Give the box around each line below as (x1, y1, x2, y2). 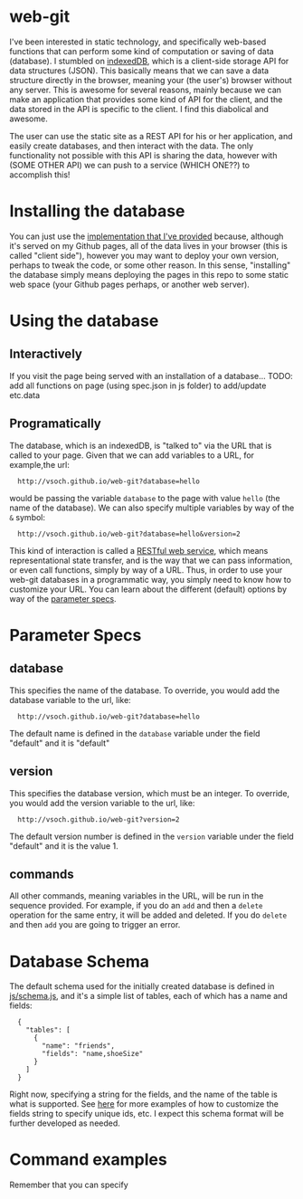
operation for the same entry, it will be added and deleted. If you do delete (9, 909, 288, 920)
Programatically (9, 416, 101, 432)
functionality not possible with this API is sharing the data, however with (9, 149, 278, 160)
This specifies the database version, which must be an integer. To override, (9, 787, 290, 798)
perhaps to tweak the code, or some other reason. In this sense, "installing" (9, 260, 291, 271)
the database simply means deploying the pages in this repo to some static (9, 269, 289, 280)
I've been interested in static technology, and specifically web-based (9, 36, 267, 47)
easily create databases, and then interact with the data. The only (9, 140, 254, 151)
